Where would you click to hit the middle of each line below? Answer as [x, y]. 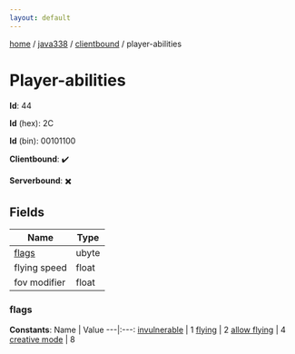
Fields [27, 212]
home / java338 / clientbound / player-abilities [96, 44]
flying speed [40, 268]
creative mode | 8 [42, 339]
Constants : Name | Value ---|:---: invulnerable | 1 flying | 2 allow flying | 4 [147, 329]
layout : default [40, 18]
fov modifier [40, 282]
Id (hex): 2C [32, 123]
